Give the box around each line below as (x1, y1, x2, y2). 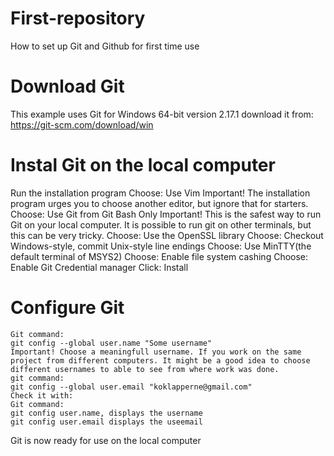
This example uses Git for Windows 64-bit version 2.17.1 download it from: (10, 108, 314, 120)
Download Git (10, 75, 125, 98)
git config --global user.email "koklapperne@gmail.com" (10, 382, 253, 392)
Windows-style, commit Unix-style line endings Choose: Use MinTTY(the (10, 240, 312, 252)
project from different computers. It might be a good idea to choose (10, 355, 311, 366)
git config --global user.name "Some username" (10, 338, 213, 348)
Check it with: (10, 390, 74, 401)
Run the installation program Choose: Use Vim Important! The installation (10, 187, 311, 199)
